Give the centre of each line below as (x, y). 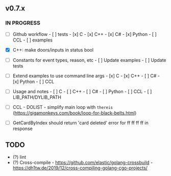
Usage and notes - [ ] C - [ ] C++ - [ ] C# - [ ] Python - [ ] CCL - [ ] (82, 91)
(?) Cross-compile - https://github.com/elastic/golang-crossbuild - (83, 162)
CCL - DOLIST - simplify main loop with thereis (63, 107)
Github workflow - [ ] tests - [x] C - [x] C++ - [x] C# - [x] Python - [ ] (84, 34)
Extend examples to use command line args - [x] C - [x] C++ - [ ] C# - (86, 76)
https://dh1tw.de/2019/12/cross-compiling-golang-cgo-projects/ (80, 168)
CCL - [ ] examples (32, 40)
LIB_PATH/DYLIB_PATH (37, 97)
